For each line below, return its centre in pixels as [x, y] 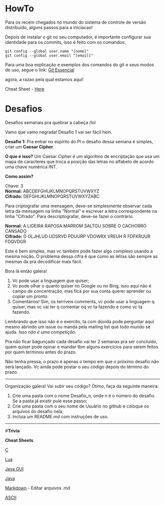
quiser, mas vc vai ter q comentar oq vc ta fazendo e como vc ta [77, 307]
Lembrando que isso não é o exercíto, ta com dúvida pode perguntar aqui [80, 321]
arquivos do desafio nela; [38, 411]
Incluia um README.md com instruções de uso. [60, 416]
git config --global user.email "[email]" [49, 55]
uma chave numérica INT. [31, 167]
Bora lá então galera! [26, 271]
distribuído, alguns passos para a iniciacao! [49, 27]
